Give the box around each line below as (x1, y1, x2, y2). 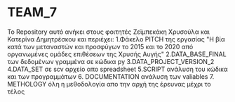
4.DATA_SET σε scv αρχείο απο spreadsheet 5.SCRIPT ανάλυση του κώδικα (7, 65, 228, 73)
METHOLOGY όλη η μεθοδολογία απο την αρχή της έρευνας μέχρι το (7, 79, 212, 88)
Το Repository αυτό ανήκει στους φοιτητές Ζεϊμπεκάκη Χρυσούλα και (7, 27, 210, 36)
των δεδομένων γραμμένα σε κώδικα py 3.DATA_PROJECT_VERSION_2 (7, 57, 215, 65)
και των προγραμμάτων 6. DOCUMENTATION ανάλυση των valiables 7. (7, 72, 215, 81)
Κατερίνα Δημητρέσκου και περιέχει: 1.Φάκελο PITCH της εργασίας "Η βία (7, 34, 226, 43)
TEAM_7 (7, 4, 58, 20)
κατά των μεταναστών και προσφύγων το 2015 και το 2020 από (7, 42, 194, 51)
